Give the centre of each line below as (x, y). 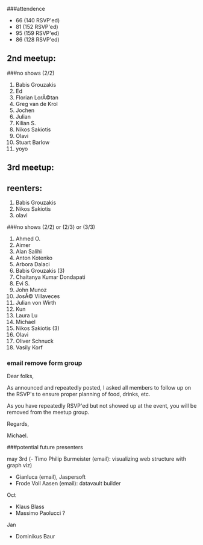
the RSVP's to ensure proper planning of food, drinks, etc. (79, 394)
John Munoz (31, 290)
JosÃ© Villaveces (38, 296)
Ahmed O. (28, 239)
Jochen (25, 110)
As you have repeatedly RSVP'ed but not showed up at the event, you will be (102, 406)
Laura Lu (27, 316)
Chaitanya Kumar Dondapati (51, 277)
